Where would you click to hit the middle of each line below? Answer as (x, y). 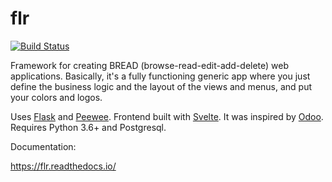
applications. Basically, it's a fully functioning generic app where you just (160, 76)
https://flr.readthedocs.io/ (63, 166)
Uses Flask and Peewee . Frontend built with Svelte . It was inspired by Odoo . (167, 116)
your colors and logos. (56, 97)
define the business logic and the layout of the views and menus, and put (161, 86)
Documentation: (43, 146)
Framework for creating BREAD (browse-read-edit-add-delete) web (150, 65)
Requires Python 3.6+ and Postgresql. (88, 127)
